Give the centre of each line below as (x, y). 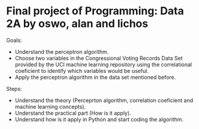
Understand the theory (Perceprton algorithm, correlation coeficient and (104, 100)
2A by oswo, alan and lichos (77, 24)
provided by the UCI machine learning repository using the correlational (103, 64)
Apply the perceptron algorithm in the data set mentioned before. (95, 77)
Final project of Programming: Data (95, 11)
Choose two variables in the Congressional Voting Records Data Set (99, 58)
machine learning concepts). (50, 106)
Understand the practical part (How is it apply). (73, 113)
